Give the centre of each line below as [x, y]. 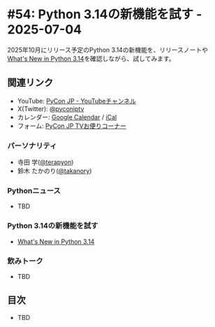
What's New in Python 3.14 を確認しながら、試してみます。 [91, 58]
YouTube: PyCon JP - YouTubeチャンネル [77, 101]
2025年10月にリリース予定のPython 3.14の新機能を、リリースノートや [107, 50]
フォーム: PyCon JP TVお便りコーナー [72, 126]
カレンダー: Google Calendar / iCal [67, 117]
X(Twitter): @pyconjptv [51, 108]
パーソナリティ [32, 145]
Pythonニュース [34, 191]
